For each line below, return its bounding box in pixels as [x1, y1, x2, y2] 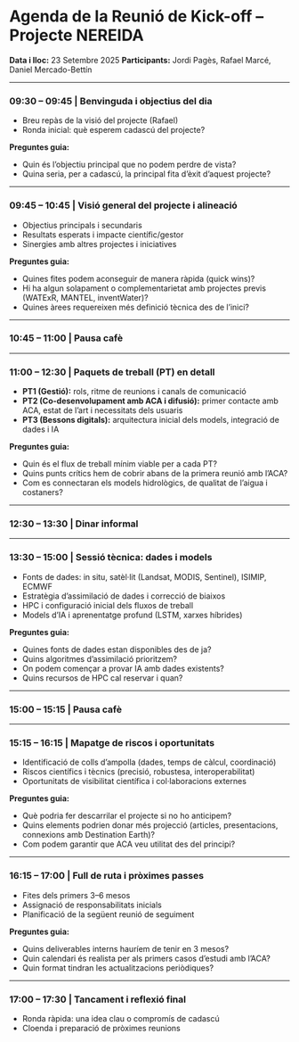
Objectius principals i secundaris [21, 219, 142, 230]
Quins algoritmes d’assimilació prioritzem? [21, 653, 178, 664]
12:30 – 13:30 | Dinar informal [9, 517, 139, 530]
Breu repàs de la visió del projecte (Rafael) [21, 115, 179, 126]
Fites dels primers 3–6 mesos [21, 889, 131, 900]
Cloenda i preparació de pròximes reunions [21, 1022, 181, 1033]
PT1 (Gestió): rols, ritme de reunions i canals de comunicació [21, 386, 246, 397]
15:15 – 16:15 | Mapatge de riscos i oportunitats [9, 736, 215, 748]
